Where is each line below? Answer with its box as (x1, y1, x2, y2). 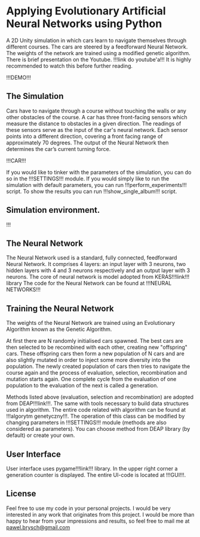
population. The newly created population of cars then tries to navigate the (6, 363, 190, 370)
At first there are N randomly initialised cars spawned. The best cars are (6, 337, 183, 345)
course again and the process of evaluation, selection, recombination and (6, 369, 187, 376)
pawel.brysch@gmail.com (6, 523, 70, 531)
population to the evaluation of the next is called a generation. (6, 382, 159, 389)
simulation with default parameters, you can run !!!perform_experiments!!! (6, 181, 187, 188)
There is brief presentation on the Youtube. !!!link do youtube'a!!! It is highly (6, 56, 192, 63)
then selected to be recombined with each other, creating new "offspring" (6, 343, 188, 351)
